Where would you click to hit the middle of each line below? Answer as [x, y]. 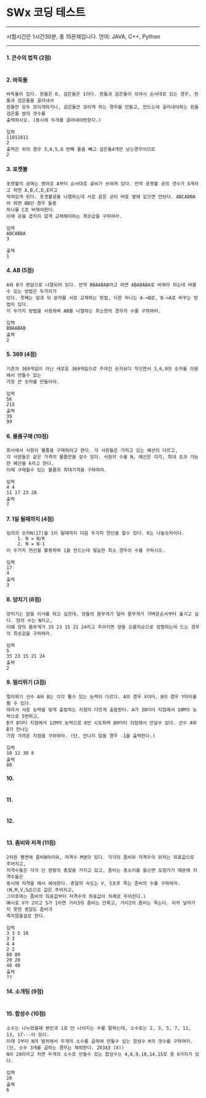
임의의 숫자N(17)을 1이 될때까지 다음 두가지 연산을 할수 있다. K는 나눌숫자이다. [96, 533]
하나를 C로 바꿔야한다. [31, 210]
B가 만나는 [18, 729]
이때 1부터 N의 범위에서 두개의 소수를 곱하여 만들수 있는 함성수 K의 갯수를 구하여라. [100, 1041]
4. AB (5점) [20, 270]
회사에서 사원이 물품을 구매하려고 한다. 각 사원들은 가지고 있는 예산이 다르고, [92, 451]
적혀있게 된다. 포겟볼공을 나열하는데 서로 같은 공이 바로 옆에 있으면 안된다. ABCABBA [101, 197]
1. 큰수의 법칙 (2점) [29, 57]
